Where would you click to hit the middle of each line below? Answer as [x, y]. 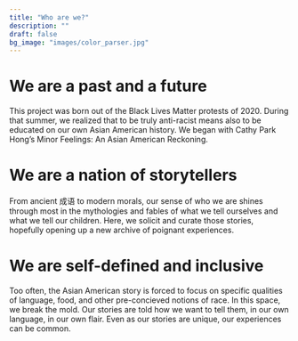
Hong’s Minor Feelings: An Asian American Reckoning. [109, 140]
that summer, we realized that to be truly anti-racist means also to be [135, 120]
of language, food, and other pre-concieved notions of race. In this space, [145, 300]
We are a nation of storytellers [123, 175]
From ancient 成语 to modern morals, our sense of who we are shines [137, 201]
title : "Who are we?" [49, 17]
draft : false [33, 34]
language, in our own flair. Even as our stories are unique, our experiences [145, 319]
